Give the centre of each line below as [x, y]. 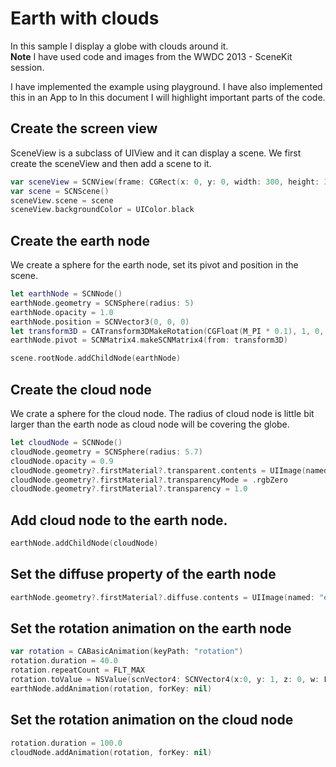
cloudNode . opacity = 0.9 [62, 461]
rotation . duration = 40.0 [64, 661]
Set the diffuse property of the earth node [143, 574]
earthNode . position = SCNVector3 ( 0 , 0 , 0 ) [100, 322]
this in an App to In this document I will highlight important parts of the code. [168, 97]
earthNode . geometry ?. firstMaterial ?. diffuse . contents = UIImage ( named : [162, 597]
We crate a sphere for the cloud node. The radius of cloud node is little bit [162, 413]
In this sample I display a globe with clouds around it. [119, 46]
